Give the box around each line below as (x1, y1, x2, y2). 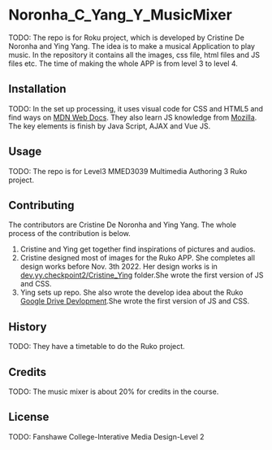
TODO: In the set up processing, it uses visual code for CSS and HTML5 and (8, 103, 264, 113)
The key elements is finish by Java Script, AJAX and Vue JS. (8, 120, 211, 131)
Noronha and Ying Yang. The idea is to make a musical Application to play (8, 41, 256, 50)
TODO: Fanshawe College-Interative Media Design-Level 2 (8, 431, 205, 441)
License (8, 410, 50, 424)
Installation (8, 82, 67, 96)
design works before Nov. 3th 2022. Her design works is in (19, 262, 218, 272)
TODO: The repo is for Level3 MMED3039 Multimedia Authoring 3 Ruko (8, 166, 248, 176)
